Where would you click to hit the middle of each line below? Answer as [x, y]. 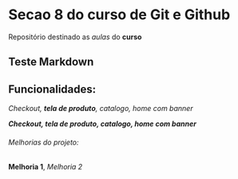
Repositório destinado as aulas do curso [75, 37]
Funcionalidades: [52, 89]
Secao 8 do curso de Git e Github [119, 15]
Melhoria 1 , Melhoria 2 [46, 167]
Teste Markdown [51, 62]
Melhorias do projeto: [44, 142]
